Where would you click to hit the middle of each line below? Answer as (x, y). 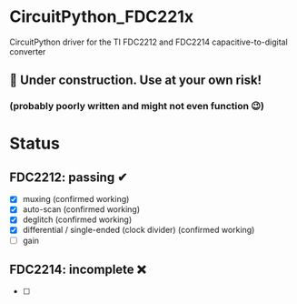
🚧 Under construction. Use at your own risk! (135, 81)
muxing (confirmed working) (76, 199)
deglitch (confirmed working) (77, 219)
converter (28, 51)
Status (35, 144)
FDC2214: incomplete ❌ (78, 269)
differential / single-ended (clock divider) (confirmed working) (139, 230)
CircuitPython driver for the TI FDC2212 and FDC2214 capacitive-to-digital (148, 42)
